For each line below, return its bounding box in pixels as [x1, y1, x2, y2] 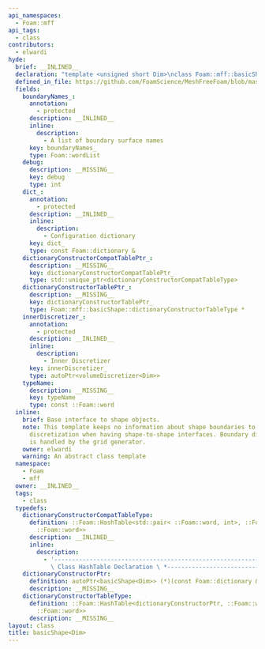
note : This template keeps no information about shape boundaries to [22, 423, 256, 431]
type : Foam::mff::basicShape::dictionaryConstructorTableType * [28, 305, 245, 313]
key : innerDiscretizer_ [28, 364, 108, 372]
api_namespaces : [8, 11, 62, 20]
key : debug [28, 173, 65, 182]
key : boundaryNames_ [28, 144, 97, 152]
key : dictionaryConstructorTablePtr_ [28, 298, 154, 306]
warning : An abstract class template [22, 452, 147, 461]
